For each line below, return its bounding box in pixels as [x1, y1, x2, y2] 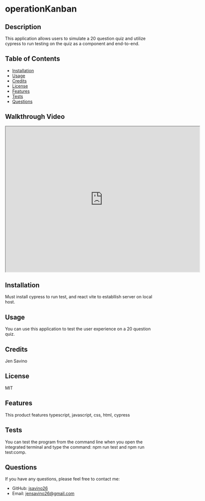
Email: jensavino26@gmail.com [12, 491, 75, 497]
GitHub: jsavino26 [12, 485, 48, 491]
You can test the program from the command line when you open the [5, 439, 143, 445]
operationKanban [5, 3, 77, 15]
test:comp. [5, 449, 27, 455]
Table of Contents [5, 55, 61, 63]
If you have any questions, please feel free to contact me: [5, 476, 120, 482]
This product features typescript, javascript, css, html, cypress [5, 412, 130, 418]
